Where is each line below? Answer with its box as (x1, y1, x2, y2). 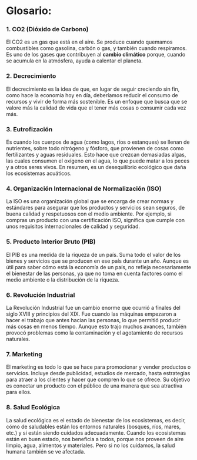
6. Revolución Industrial (6, 290, 75, 299)
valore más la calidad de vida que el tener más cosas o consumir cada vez (6, 104, 186, 111)
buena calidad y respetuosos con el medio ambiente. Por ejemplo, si (6, 210, 172, 217)
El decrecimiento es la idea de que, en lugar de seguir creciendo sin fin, (6, 85, 180, 92)
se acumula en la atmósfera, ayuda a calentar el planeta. (6, 57, 143, 64)
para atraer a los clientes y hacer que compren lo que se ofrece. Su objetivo (6, 376, 191, 383)
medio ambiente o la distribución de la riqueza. (6, 276, 119, 283)
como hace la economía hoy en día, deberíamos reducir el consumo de (6, 91, 178, 98)
